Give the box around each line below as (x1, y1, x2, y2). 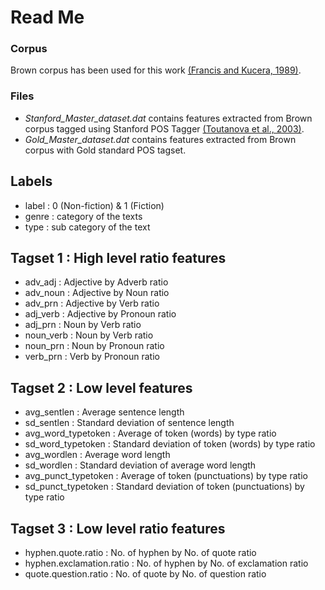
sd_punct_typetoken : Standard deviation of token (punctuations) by (24, 481, 305, 493)
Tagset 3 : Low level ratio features (10, 520, 226, 537)
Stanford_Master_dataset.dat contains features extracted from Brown (24, 112, 313, 124)
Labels (10, 173, 53, 190)
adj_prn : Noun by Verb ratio (24, 319, 142, 331)
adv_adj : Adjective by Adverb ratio (24, 276, 169, 288)
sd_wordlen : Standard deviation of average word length (24, 459, 257, 471)
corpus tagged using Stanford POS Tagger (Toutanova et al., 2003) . (24, 122, 305, 135)
